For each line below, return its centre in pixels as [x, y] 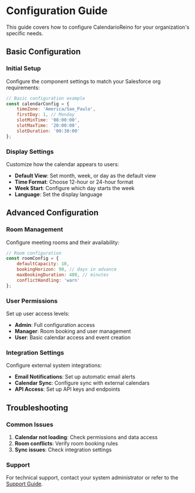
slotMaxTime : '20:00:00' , [48, 126]
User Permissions [32, 300]
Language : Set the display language [58, 194]
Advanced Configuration [52, 213]
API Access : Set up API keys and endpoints [67, 389]
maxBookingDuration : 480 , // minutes [63, 275]
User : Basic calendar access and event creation [73, 337]
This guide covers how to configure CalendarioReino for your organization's [98, 27]
